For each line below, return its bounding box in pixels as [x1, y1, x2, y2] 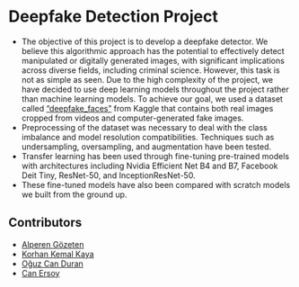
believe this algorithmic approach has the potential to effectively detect [21, 45, 285, 56]
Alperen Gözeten [21, 238, 84, 249]
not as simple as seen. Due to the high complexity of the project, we [21, 74, 274, 85]
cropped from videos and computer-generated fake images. [21, 112, 244, 123]
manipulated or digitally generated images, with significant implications [21, 55, 285, 66]
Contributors [8, 215, 83, 230]
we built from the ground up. [21, 189, 128, 200]
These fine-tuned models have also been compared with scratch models [21, 179, 291, 190]
